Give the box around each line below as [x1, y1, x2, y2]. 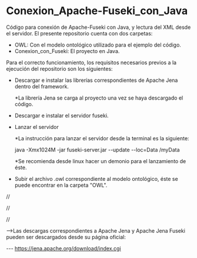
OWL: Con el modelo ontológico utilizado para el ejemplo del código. [14, 41, 181, 48]
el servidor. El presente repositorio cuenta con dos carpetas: [6, 29, 153, 37]
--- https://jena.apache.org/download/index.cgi [6, 244, 122, 252]
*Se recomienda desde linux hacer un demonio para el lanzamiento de [14, 157, 186, 164]
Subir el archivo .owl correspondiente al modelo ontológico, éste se [14, 175, 178, 182]
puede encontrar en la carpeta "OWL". [14, 181, 108, 188]
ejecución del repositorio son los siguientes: [6, 65, 113, 72]
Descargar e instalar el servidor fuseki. [14, 112, 109, 119]
